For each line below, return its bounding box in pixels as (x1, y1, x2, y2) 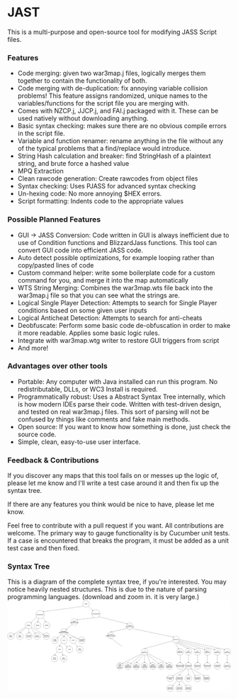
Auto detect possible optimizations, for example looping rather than (17, 253, 215, 262)
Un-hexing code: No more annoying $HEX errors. (17, 189, 162, 198)
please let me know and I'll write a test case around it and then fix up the (7, 479, 220, 487)
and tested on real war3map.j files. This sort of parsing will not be (17, 407, 210, 416)
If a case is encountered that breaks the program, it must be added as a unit (7, 536, 229, 545)
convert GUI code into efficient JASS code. (17, 246, 144, 254)
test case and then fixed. (7, 544, 80, 552)
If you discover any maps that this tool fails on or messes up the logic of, (7, 472, 219, 480)
